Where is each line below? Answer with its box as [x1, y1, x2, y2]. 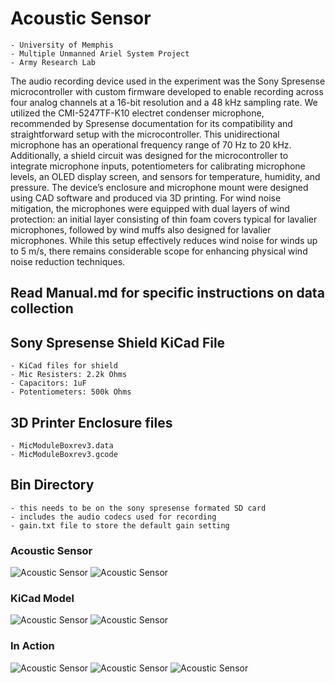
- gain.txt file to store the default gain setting [10, 520, 230, 531]
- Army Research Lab [10, 57, 97, 67]
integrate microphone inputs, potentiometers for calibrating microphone [10, 160, 306, 172]
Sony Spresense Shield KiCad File [10, 334, 226, 351]
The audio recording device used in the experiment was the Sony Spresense [10, 75, 326, 87]
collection [10, 300, 74, 317]
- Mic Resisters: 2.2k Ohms [10, 370, 128, 380]
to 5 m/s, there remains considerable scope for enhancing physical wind [10, 245, 308, 257]
